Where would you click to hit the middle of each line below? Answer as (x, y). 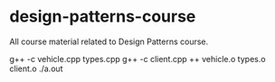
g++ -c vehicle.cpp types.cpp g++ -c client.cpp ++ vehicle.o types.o (137, 59)
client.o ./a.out (36, 68)
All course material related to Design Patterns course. (109, 41)
